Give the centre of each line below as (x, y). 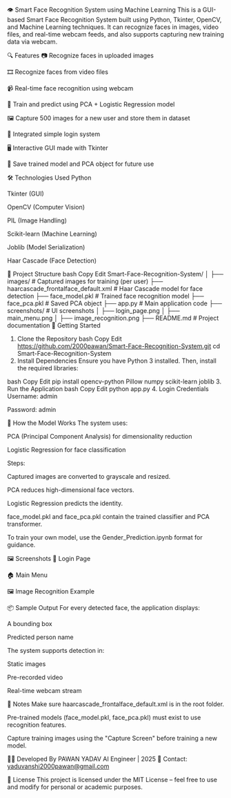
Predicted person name (40, 637)
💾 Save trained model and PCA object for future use (81, 164)
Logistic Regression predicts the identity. (65, 503)
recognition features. (37, 725)
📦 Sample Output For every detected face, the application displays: (103, 608)
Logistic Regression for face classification (67, 450)
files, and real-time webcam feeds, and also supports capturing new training (115, 34)
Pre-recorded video (35, 677)
